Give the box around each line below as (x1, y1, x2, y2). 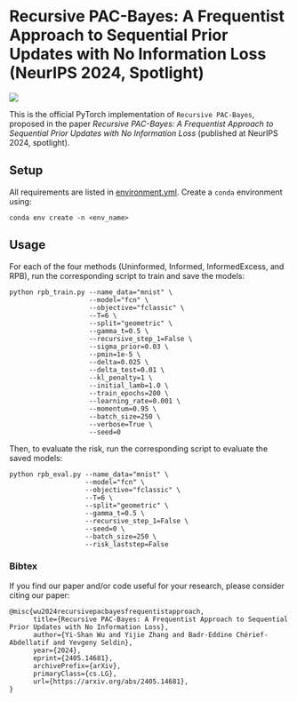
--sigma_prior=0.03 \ (88, 342, 169, 351)
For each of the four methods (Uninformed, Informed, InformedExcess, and (9, 260, 285, 272)
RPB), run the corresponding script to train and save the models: (9, 270, 245, 281)
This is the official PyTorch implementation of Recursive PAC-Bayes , (9, 108, 255, 119)
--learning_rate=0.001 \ (88, 396, 181, 405)
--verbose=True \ (88, 419, 153, 428)
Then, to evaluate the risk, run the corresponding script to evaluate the (9, 443, 269, 454)
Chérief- (236, 630, 269, 639)
